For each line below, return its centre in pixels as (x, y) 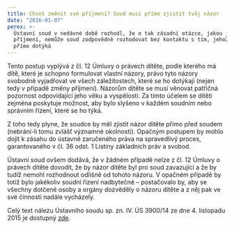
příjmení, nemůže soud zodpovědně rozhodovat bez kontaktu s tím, (112, 40)
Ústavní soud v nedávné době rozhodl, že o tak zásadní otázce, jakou (118, 33)
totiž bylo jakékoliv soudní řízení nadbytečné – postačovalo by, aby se (107, 182)
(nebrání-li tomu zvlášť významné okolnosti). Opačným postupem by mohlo (116, 131)
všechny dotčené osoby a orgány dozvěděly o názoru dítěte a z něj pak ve (114, 190)
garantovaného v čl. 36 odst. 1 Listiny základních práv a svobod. (99, 146)
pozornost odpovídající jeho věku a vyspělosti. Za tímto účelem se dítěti (110, 96)
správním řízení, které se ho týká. (55, 110)
